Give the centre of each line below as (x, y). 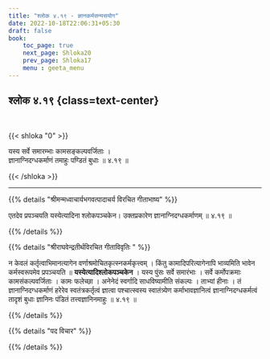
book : (17, 38)
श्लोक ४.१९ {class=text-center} (84, 101)
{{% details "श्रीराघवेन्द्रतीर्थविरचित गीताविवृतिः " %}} (80, 247)
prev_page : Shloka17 (57, 61)
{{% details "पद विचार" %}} (50, 331)
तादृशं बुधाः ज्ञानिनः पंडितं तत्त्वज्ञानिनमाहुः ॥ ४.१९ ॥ (72, 299)
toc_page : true (48, 46)
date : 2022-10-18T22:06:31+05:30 (64, 23)
